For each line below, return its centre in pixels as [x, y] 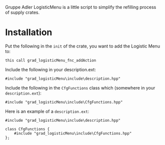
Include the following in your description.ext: [51, 69]
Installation [29, 32]
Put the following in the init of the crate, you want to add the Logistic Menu [82, 46]
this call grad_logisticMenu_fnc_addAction [51, 60]
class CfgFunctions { [27, 129]
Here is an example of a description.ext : [47, 111]
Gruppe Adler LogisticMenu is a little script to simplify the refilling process [81, 7]
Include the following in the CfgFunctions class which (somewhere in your [80, 88]
